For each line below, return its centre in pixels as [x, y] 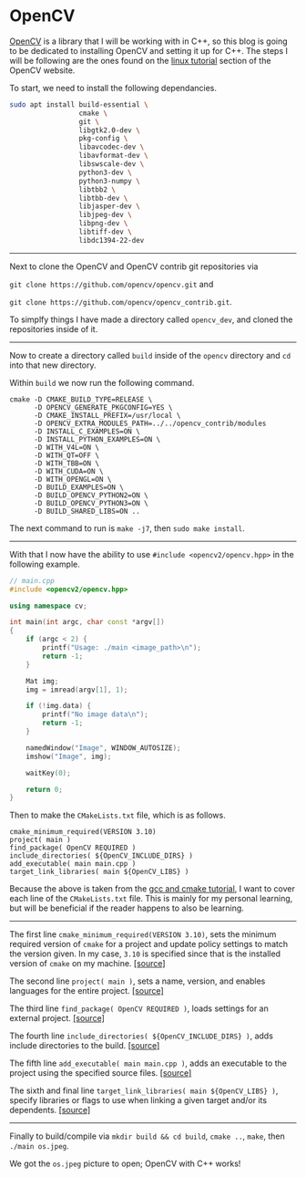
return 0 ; [45, 789]
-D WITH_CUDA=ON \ [68, 471]
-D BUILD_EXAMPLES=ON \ [79, 487]
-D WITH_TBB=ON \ [66, 463]
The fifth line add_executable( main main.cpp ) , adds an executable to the [148, 1063]
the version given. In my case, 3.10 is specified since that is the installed [145, 954]
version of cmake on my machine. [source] [87, 964]
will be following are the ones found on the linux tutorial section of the [140, 60]
